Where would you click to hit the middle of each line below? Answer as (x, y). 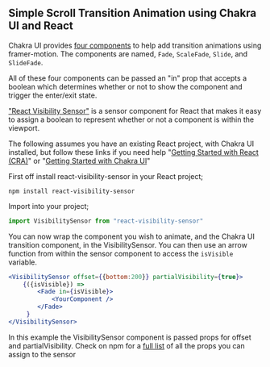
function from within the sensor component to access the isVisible (121, 253)
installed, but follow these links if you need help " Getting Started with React (134, 152)
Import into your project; (49, 206)
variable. (23, 262)
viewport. (24, 127)
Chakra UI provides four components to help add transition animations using (135, 45)
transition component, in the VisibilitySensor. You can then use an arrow (128, 244)
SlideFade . (26, 62)
